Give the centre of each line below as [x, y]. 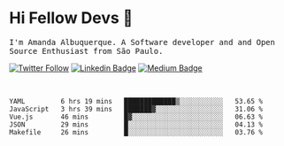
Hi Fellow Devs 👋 [71, 18]
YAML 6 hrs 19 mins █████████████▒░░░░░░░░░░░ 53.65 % [136, 101]
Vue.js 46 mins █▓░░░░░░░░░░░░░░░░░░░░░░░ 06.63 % [136, 117]
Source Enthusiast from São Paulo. [86, 51]
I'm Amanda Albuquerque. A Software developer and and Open [142, 42]
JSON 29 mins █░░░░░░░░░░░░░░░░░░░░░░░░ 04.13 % [136, 124]
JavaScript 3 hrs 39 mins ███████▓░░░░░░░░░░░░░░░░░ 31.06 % [136, 109]
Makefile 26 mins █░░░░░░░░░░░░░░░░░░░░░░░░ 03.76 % [136, 132]
